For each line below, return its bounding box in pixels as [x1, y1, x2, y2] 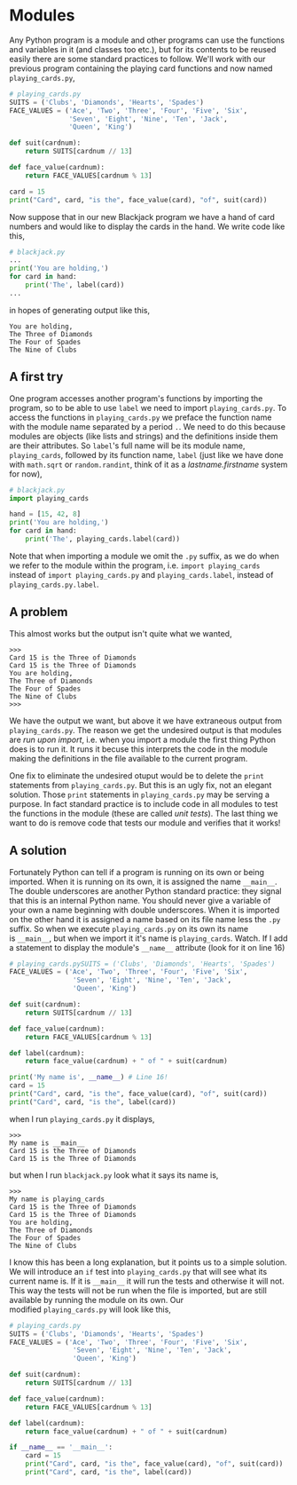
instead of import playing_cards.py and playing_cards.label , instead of [9, 569, 274, 580]
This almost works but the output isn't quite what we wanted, [9, 628, 232, 639]
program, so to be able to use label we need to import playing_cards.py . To [9, 402, 286, 413]
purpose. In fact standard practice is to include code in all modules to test [9, 798, 278, 809]
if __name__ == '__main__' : [9, 1443, 113, 1452]
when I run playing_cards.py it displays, [9, 1113, 155, 1124]
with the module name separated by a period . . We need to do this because [9, 421, 286, 431]
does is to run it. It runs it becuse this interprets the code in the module [9, 743, 269, 754]
